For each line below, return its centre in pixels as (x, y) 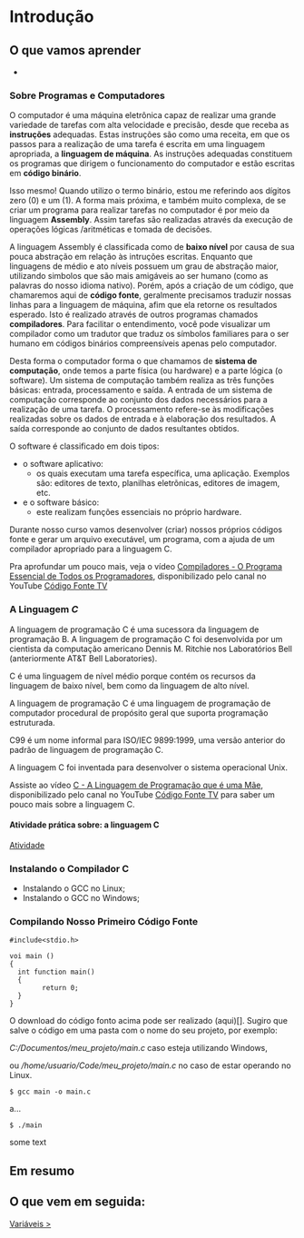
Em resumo (42, 1170)
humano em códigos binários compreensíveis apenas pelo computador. (143, 343)
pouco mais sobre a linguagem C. (72, 804)
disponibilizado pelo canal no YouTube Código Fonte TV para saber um (142, 794)
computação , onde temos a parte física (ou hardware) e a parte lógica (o (146, 371)
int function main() (56, 972)
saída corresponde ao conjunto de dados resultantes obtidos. (124, 429)
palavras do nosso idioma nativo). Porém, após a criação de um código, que (152, 286)
